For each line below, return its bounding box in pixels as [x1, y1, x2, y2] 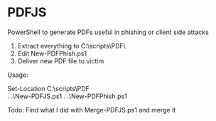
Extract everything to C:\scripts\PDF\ [17, 41, 126, 50]
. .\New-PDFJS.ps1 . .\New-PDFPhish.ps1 [7, 92, 128, 100]
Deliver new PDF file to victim [17, 56, 104, 65]
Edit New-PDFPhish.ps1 [17, 49, 87, 58]
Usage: [7, 70, 28, 79]
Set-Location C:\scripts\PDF [7, 84, 90, 93]
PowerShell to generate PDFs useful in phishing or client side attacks [7, 28, 210, 36]
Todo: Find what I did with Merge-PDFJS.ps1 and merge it [7, 105, 176, 114]
